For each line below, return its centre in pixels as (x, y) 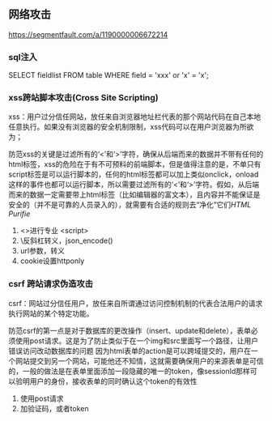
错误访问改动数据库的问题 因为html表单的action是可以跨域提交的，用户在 (130, 351)
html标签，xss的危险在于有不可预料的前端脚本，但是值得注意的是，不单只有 (135, 164)
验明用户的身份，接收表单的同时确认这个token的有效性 (106, 381)
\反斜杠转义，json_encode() (66, 240)
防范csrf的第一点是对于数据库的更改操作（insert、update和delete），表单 (130, 330)
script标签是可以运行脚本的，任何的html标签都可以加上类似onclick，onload (134, 174)
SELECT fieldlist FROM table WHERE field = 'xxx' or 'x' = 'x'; (108, 75)
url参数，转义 (42, 251)
